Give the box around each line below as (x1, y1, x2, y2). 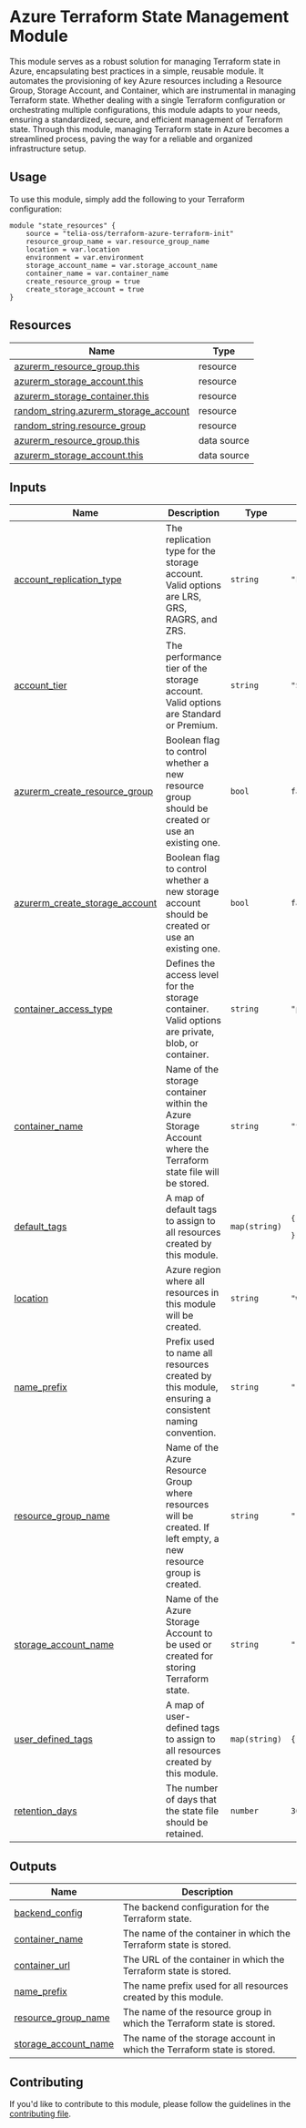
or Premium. (165, 719, 219, 732)
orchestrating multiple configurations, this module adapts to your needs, (9, 104, 280, 115)
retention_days (14, 1804, 77, 1817)
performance (165, 651, 222, 663)
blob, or (165, 1037, 199, 1050)
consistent (165, 1403, 211, 1416)
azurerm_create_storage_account (14, 897, 158, 910)
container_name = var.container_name (25, 269, 169, 278)
